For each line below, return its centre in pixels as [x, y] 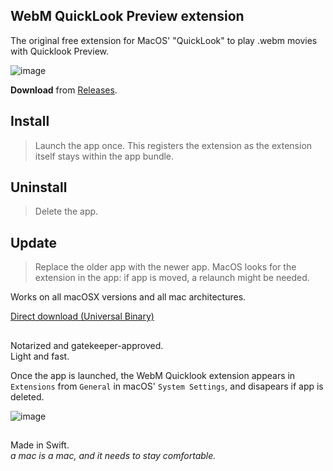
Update [34, 242]
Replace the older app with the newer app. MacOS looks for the [165, 267]
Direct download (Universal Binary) [82, 316]
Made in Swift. [40, 445]
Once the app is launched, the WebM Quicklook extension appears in [153, 375]
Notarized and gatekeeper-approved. [87, 345]
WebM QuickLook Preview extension [127, 16]
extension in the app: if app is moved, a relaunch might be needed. [172, 278]
